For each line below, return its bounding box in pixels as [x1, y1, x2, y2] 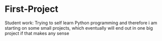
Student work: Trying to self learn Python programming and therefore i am [4, 20, 157, 26]
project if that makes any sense [4, 30, 69, 36]
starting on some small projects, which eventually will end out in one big [4, 25, 153, 31]
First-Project [4, 3, 58, 15]
